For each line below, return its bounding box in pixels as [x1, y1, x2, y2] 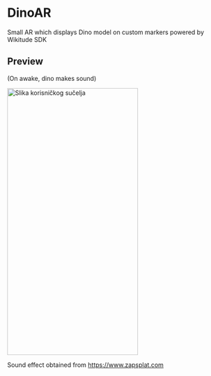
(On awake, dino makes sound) [7, 74, 97, 82]
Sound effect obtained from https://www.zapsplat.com [7, 361, 164, 369]
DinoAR [7, 5, 52, 21]
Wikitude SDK [7, 35, 47, 43]
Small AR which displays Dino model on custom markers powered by [7, 28, 204, 36]
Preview [7, 56, 44, 68]
